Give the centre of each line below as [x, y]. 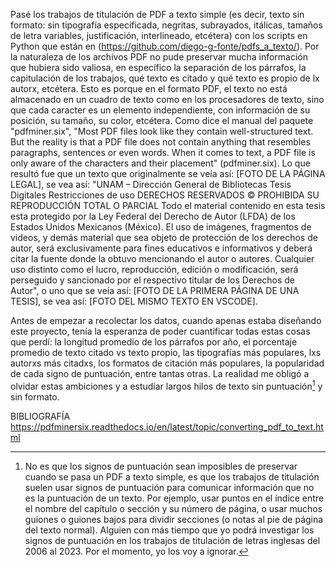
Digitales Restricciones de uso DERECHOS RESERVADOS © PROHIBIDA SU [165, 195]
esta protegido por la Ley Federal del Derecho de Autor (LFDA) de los [153, 216]
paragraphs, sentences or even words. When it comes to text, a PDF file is [163, 152]
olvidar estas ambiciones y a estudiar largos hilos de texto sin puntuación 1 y [166, 385]
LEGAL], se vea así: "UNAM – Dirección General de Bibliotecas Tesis [151, 184]
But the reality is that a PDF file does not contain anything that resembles [160, 142]
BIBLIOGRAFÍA [40, 416]
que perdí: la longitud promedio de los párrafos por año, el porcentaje [154, 342]
